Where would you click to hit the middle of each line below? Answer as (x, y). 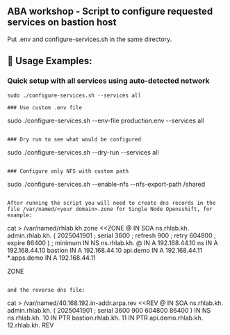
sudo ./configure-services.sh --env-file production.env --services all (106, 120)
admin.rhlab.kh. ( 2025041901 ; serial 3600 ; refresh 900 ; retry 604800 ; (112, 235)
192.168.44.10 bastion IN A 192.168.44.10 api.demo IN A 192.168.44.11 (105, 250)
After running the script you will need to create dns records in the (112, 203)
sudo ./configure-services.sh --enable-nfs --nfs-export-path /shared (106, 184)
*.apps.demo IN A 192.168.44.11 (51, 258)
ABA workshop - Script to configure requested (110, 11)
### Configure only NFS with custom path (68, 171)
